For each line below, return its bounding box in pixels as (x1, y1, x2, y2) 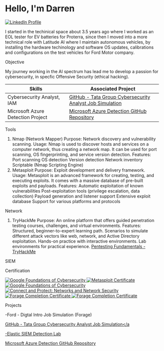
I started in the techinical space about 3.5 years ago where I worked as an (5, 28, 154, 34)
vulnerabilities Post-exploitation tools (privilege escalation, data (12, 188, 140, 194)
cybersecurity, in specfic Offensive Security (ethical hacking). (5, 74, 129, 79)
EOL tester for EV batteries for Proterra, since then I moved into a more (5, 34, 147, 40)
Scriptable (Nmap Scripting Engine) (12, 162, 84, 168)
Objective (5, 59, 24, 65)
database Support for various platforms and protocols (12, 198, 121, 204)
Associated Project (90, 85, 136, 92)
